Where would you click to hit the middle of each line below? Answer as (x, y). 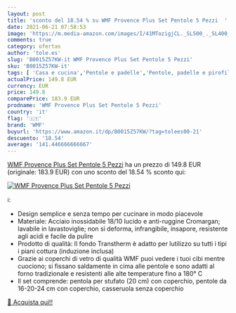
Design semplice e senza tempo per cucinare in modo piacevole (110, 214)
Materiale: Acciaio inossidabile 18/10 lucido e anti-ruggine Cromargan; (119, 222)
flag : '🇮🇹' (25, 118)
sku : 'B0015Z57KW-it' (39, 66)
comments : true (29, 40)
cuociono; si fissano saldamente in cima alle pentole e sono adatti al (116, 266)
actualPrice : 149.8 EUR (42, 79)
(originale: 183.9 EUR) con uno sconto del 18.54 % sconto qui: (97, 172)
